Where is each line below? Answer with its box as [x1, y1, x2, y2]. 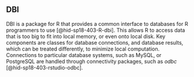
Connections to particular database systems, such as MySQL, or [6, 51, 162, 58]
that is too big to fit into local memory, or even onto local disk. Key [6, 32, 166, 40]
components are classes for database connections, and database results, [6, 39, 183, 46]
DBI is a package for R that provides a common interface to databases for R [6, 20, 189, 27]
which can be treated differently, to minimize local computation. [6, 45, 160, 52]
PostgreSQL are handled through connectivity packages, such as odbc [6, 58, 177, 65]
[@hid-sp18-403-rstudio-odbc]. [6, 64, 83, 71]
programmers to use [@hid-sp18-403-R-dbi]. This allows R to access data [6, 26, 186, 34]
